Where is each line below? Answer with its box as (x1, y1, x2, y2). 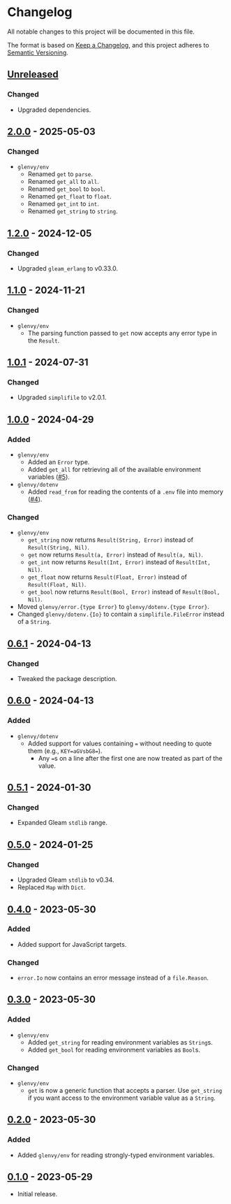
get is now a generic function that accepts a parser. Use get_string (27, 1087, 223, 1095)
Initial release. (17, 1189, 58, 1198)
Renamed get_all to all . (27, 178, 100, 186)
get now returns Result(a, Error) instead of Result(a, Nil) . (27, 550, 204, 559)
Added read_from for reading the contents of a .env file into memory (27, 487, 223, 496)
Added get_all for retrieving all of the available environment (27, 466, 201, 474)
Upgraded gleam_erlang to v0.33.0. (17, 264, 119, 273)
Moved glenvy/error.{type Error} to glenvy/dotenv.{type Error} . (17, 603, 209, 611)
